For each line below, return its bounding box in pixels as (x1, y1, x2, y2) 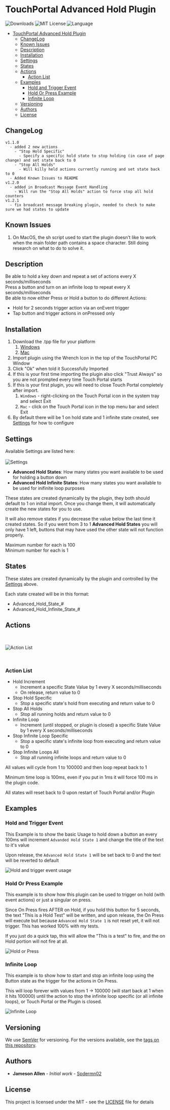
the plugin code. (5, 779, 40, 786)
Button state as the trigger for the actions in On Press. (5, 978, 118, 984)
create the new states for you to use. (5, 506, 82, 512)
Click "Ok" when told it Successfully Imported (12, 366, 109, 372)
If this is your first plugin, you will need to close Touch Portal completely (12, 382, 163, 388)
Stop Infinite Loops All (12, 748, 59, 755)
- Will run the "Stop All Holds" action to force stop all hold (14, 189, 153, 194)
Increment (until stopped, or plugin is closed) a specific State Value (20, 721, 161, 728)
